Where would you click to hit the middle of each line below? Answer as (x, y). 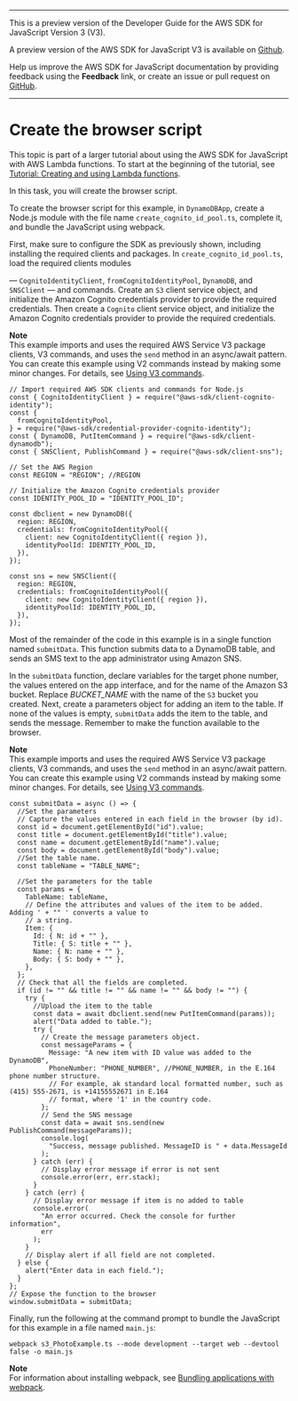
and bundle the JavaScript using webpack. (87, 227)
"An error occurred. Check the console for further (139, 1216)
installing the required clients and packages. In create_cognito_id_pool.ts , (146, 254)
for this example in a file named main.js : (83, 1327)
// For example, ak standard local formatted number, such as (166, 1083)
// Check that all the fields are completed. (103, 982)
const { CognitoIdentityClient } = (75, 397)
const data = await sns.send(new (103, 1123)
